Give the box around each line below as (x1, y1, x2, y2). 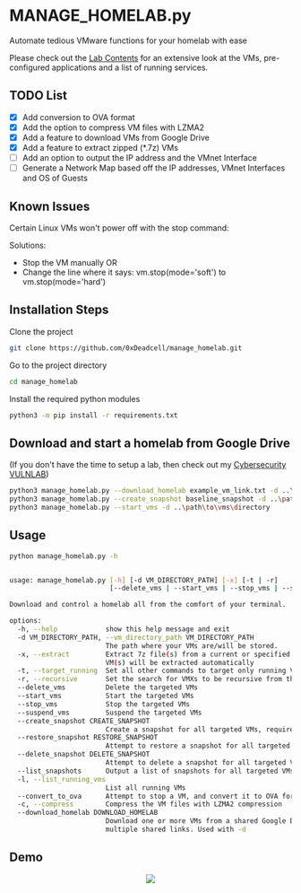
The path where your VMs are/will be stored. (105, 641, 279, 651)
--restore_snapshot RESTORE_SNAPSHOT (17, 733, 159, 742)
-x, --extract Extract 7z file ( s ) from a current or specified (17, 650, 291, 659)
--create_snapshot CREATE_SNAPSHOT (17, 716, 150, 725)
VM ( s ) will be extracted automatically (105, 658, 254, 667)
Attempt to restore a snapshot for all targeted (105, 741, 291, 750)
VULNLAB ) (9, 468, 49, 480)
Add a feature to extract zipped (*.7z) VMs (21, 142, 179, 153)
